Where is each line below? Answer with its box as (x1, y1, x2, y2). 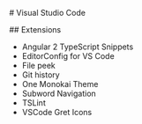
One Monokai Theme (21, 79, 99, 89)
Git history (21, 69, 60, 80)
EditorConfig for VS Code (21, 51, 115, 61)
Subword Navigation (21, 88, 97, 98)
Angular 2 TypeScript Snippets (21, 41, 134, 52)
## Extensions (9, 25, 62, 34)
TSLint (21, 98, 46, 108)
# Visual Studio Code (9, 8, 86, 18)
